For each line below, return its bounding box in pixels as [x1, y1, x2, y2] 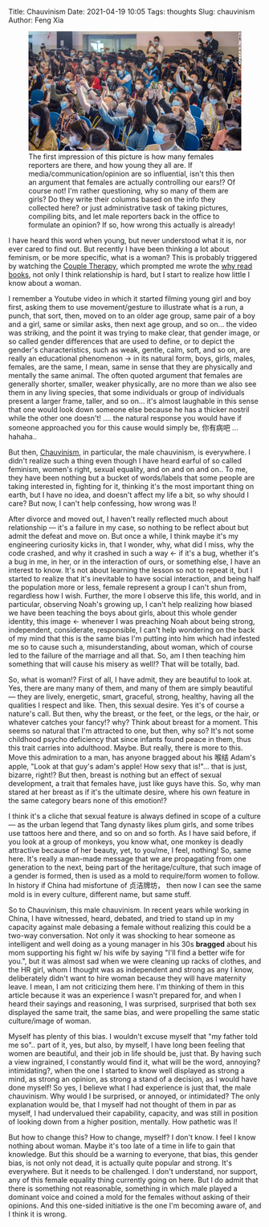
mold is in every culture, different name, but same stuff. [8, 890, 192, 899]
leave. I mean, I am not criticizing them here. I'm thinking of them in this [8, 982, 245, 992]
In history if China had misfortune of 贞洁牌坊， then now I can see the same [8, 881, 262, 891]
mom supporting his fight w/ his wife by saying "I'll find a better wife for [8, 948, 246, 958]
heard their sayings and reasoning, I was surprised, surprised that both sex [8, 999, 257, 1009]
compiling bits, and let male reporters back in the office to [28, 212, 220, 222]
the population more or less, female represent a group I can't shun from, [8, 582, 247, 593]
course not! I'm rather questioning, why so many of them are [28, 186, 229, 196]
